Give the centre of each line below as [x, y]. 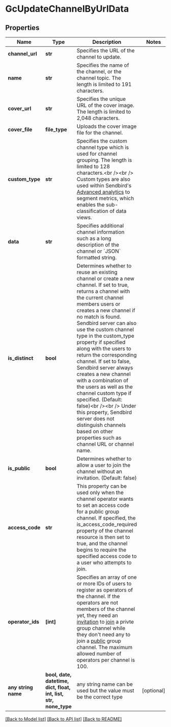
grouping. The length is [104, 160]
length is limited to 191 [104, 84]
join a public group [99, 641]
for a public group [98, 511]
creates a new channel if [106, 310]
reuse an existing [97, 272]
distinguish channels [101, 425]
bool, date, [59, 675]
